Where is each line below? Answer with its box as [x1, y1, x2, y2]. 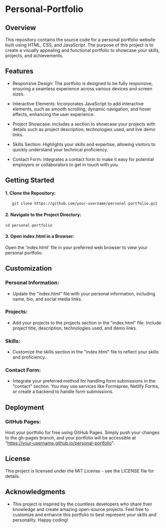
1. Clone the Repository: [5, 190, 56, 196]
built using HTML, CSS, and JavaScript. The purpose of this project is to [5, 42, 154, 48]
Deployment [5, 403, 44, 411]
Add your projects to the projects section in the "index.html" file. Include [12, 319, 161, 325]
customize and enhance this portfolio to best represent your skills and [12, 511, 156, 517]
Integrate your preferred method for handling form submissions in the [12, 378, 156, 384]
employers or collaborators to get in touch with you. [12, 161, 119, 167]
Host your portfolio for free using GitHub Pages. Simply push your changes [5, 429, 160, 435]
